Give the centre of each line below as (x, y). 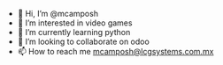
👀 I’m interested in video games (75, 23)
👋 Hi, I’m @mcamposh (58, 14)
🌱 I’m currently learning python (74, 32)
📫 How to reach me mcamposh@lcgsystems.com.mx (115, 51)
